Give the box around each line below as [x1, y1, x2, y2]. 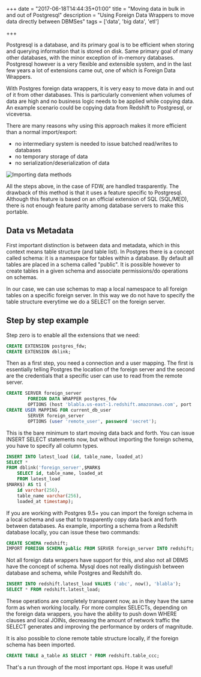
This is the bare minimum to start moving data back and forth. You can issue [6, 429, 195, 436]
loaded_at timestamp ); [17, 498, 74, 504]
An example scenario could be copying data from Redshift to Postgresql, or [6, 104, 192, 111]
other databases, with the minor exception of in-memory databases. [6, 54, 175, 61]
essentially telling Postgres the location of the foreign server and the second [6, 366, 195, 373]
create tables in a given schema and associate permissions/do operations [6, 267, 188, 274]
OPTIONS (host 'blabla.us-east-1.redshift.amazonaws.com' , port [28, 401, 192, 408]
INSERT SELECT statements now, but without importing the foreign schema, [6, 436, 194, 443]
